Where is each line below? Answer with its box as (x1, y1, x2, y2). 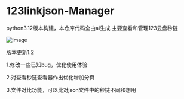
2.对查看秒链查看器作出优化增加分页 (6, 74, 95, 81)
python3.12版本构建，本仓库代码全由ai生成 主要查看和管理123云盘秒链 (6, 24, 178, 31)
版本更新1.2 (6, 49, 35, 56)
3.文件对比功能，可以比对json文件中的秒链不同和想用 (6, 86, 136, 93)
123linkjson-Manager (6, 4, 115, 18)
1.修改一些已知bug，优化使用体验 (6, 61, 88, 68)
